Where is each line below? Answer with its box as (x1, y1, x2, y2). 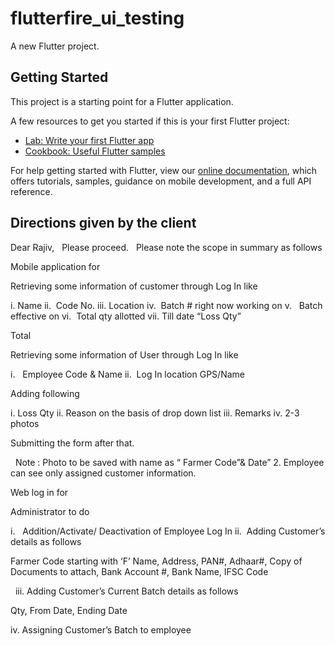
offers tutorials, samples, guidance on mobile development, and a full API (10, 175, 312, 187)
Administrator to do (10, 505, 90, 517)
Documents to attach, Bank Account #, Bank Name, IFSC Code (10, 565, 269, 577)
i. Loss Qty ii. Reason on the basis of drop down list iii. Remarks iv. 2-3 (10, 407, 300, 419)
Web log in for (10, 486, 69, 498)
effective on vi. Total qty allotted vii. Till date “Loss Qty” (10, 310, 242, 322)
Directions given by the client (10, 215, 197, 232)
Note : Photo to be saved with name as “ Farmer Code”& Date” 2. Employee (14, 456, 325, 468)
